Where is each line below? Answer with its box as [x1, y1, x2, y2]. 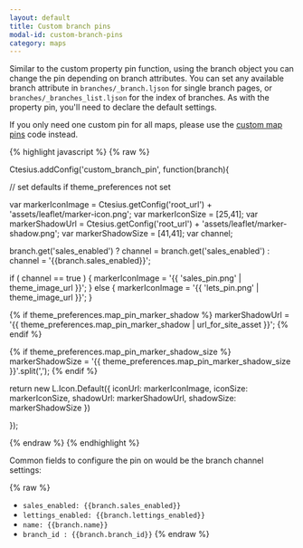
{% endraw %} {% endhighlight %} [9, 437, 140, 448]
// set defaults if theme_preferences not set [9, 182, 172, 193]
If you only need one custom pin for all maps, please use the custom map [9, 120, 283, 130]
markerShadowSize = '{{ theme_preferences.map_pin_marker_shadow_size [9, 356, 291, 367]
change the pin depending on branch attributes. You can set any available [9, 73, 285, 84]
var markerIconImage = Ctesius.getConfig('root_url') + [9, 199, 213, 210]
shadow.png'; [9, 228, 61, 239]
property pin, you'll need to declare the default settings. [9, 101, 217, 113]
